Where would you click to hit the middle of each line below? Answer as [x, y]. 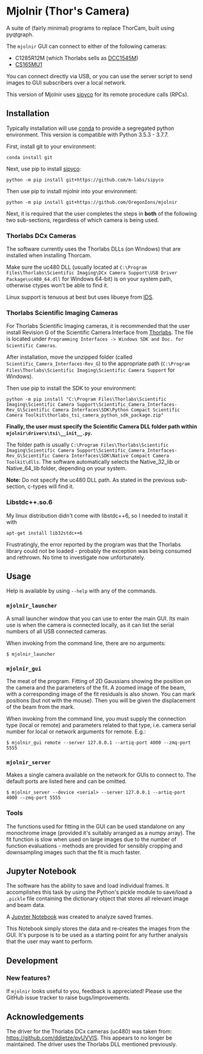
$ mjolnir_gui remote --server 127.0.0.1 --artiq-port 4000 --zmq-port [98, 743]
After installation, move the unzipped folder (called [69, 357]
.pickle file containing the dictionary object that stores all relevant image [98, 899]
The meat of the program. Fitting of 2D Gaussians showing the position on [99, 681]
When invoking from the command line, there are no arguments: [86, 643]
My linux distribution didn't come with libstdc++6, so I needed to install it [97, 515]
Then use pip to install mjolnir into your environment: [72, 191]
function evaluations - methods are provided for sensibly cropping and [95, 846]
